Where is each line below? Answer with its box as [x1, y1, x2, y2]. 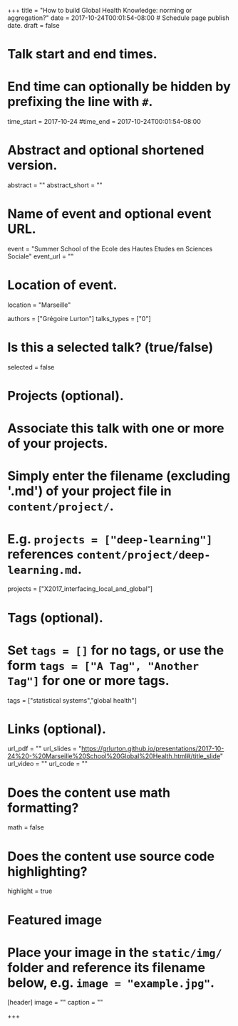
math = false [7, 823, 44, 832]
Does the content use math [7, 785, 171, 800]
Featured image [7, 911, 102, 928]
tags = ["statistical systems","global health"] [7, 696, 138, 704]
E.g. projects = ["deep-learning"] [7, 530, 213, 547]
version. [7, 157, 58, 174]
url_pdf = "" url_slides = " [7, 744, 82, 753]
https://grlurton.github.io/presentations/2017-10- [81, 744, 224, 753]
